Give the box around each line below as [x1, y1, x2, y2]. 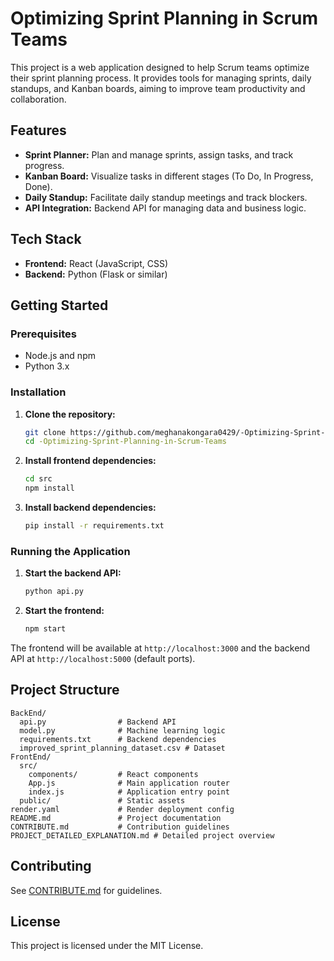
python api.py [24, 587, 84, 597]
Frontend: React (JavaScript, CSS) [24, 257, 168, 269]
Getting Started [10, 297, 109, 314]
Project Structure [10, 682, 120, 699]
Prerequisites [10, 327, 77, 341]
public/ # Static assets [19, 795, 186, 806]
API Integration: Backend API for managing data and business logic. [24, 202, 307, 214]
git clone [24, 427, 67, 437]
